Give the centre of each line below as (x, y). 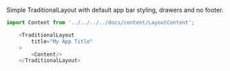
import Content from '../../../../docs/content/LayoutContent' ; (101, 23)
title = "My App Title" (62, 41)
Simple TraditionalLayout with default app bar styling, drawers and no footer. (115, 10)
